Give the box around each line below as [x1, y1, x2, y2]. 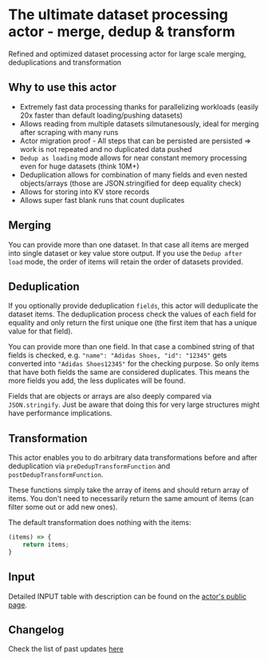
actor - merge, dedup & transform [8, 22, 235, 41]
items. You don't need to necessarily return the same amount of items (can [8, 494, 254, 504]
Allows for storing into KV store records [19, 186, 150, 197]
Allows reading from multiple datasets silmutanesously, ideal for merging [19, 118, 259, 129]
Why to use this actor [8, 81, 117, 94]
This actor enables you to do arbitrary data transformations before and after [8, 453, 258, 463]
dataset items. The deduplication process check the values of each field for [8, 309, 257, 319]
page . [8, 599, 28, 609]
